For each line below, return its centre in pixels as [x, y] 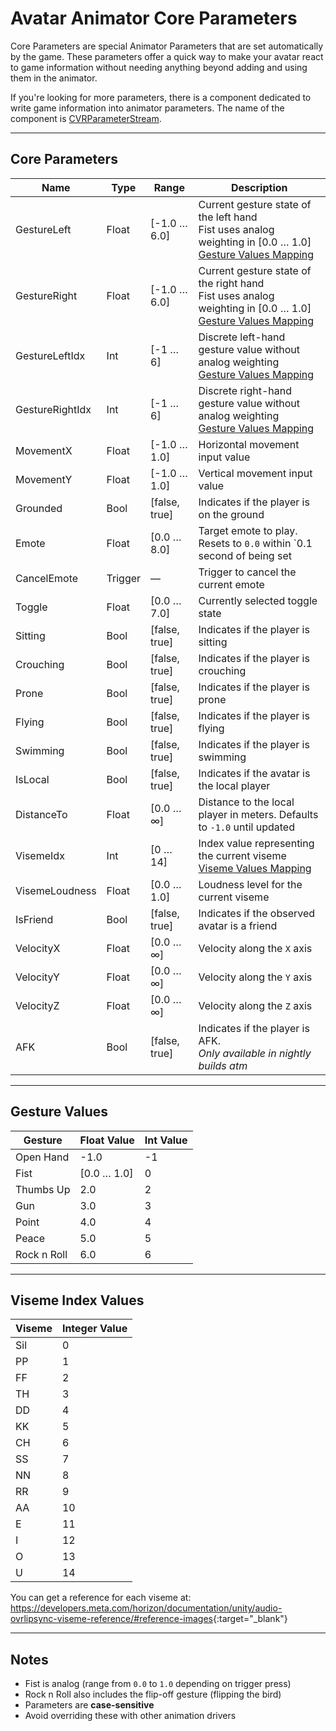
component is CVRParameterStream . [86, 118]
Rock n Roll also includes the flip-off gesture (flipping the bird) [153, 1694]
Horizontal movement [249, 444]
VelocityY [37, 977]
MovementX [44, 450]
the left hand [228, 217]
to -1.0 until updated [246, 827]
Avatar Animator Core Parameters [154, 18]
